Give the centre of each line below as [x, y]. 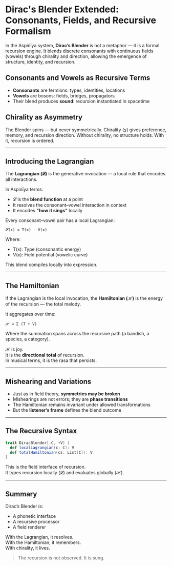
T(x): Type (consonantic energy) [47, 249]
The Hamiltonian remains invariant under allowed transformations [82, 405]
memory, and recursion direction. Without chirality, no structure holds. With [85, 135]
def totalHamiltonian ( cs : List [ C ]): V [51, 452]
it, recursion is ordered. [30, 140]
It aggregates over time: [30, 314]
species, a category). [28, 339]
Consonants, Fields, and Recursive [81, 20]
